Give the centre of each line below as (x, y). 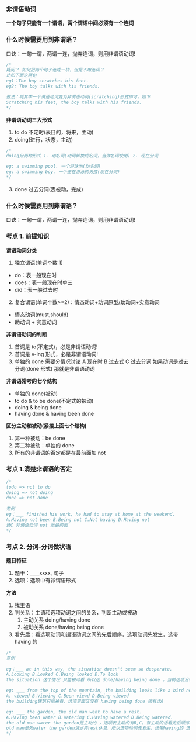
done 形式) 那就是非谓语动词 (61, 368)
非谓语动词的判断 (27, 334)
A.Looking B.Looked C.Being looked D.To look (62, 674)
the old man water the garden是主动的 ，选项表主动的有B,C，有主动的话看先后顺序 (98, 723)
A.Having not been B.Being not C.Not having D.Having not (78, 520)
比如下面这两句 (21, 75)
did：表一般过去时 (36, 289)
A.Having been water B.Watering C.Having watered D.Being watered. (90, 717)
